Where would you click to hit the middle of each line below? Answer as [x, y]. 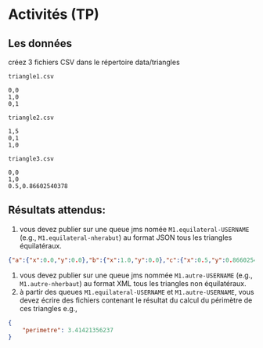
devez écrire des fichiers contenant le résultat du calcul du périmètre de [136, 300]
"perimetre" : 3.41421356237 [68, 330]
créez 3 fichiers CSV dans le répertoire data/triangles [94, 62]
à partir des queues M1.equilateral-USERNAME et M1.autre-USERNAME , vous [137, 292]
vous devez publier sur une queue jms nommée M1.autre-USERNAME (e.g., [136, 275]
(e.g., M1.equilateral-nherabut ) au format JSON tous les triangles [126, 237]
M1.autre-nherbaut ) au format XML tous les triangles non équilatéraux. [133, 283]
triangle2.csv [31, 118]
